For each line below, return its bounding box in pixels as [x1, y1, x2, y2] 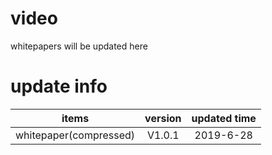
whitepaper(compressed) [15, 128, 136, 142]
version [144, 111, 182, 125]
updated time [191, 111, 257, 125]
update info [10, 75, 108, 98]
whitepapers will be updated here [10, 40, 148, 52]
